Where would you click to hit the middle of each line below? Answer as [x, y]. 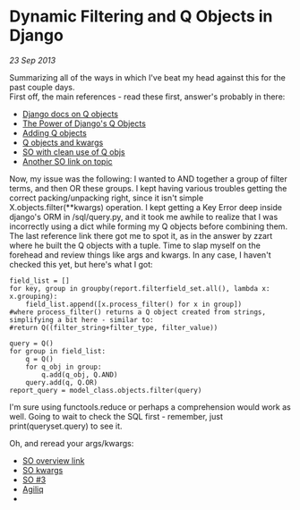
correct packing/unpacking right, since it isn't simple [107, 198]
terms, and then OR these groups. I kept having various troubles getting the [148, 188]
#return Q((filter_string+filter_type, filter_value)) [114, 327]
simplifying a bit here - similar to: [81, 319]
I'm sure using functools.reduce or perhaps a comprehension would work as [150, 407]
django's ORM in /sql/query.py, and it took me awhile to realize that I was [144, 217]
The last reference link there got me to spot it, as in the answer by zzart [141, 235]
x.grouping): [34, 296]
